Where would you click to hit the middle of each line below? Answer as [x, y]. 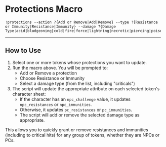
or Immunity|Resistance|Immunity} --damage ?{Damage [61, 26]
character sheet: [29, 94]
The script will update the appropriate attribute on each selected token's [86, 89]
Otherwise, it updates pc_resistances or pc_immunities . [76, 110]
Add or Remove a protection [48, 73]
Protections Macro [44, 9]
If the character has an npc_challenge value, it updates [75, 99]
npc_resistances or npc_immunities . [56, 104]
